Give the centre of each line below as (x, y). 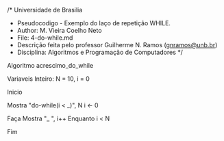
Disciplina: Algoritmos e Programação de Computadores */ (100, 52)
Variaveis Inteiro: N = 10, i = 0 (49, 79)
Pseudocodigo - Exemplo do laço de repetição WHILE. (94, 23)
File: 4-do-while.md (45, 38)
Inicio (15, 92)
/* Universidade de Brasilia (45, 10)
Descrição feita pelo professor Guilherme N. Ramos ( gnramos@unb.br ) (117, 45)
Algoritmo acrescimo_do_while (50, 65)
